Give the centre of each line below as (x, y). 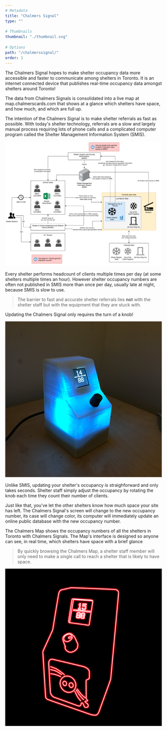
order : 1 (14, 58)
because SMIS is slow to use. (35, 290)
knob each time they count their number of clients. (57, 496)
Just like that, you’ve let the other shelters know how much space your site (82, 505)
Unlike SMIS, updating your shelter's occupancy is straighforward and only (82, 485)
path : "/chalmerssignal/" (32, 52)
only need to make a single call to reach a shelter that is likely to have (88, 557)
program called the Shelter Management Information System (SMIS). (75, 134)
